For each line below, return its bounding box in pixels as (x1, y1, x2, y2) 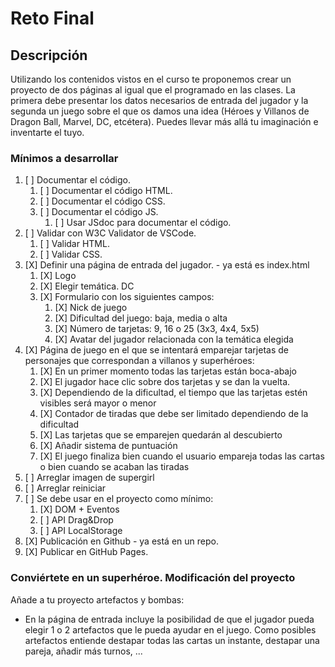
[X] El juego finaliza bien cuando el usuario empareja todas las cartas (39, 450, 325, 462)
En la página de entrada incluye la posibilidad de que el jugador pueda (24, 613, 315, 625)
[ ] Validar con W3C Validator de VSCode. (24, 227, 197, 239)
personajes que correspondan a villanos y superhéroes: (24, 355, 255, 367)
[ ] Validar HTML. (39, 238, 110, 250)
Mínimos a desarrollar (10, 151, 119, 165)
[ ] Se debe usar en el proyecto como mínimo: (24, 493, 214, 505)
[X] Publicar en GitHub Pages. (24, 546, 149, 558)
